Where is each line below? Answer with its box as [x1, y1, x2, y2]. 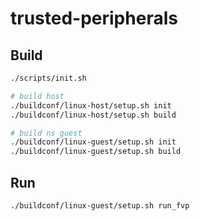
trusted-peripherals [10, 7, 178, 30]
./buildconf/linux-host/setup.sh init [10, 100, 172, 111]
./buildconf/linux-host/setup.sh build [10, 110, 177, 120]
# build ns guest [10, 128, 83, 138]
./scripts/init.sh [10, 73, 87, 83]
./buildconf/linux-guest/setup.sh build [10, 147, 182, 157]
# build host [10, 91, 65, 101]
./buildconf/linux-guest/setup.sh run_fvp [10, 200, 190, 211]
